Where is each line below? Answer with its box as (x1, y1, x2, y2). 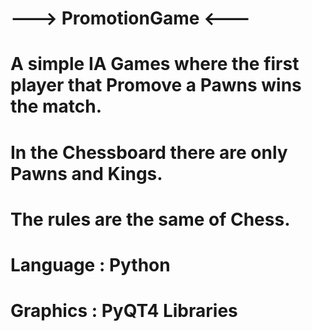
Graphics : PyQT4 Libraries (10, 300, 238, 322)
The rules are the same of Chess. (10, 208, 291, 231)
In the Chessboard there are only (10, 141, 288, 164)
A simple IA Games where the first (10, 53, 300, 76)
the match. (10, 95, 103, 118)
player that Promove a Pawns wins (10, 74, 302, 97)
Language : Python (10, 253, 171, 276)
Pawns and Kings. (10, 162, 163, 185)
